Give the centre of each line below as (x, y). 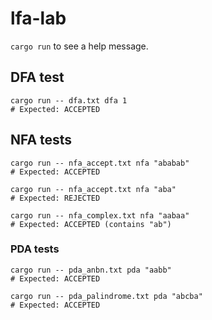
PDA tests (35, 249)
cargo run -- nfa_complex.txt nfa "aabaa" (100, 215)
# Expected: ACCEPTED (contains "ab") (91, 224)
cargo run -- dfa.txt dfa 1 (69, 100)
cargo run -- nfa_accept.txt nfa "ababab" (100, 163)
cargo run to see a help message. (79, 46)
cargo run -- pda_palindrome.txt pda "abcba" (106, 296)
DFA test (37, 77)
